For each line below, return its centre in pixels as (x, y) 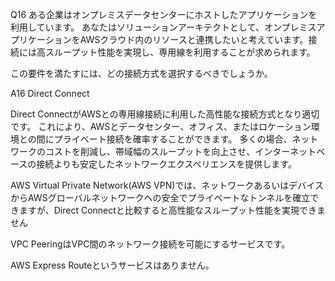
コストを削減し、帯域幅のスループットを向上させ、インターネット (180, 151)
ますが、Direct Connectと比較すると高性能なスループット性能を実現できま (172, 210)
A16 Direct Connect (50, 93)
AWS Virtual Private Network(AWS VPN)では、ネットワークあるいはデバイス (167, 185)
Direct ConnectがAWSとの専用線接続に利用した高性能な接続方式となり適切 (165, 114)
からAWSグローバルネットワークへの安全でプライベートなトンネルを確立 (160, 197)
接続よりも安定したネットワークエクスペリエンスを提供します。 (166, 164)
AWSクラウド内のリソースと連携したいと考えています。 (194, 39)
